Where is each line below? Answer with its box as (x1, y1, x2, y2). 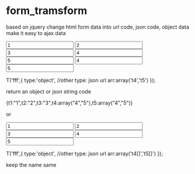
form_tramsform (6, 4, 88, 18)
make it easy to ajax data (6, 29, 66, 36)
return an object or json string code (6, 88, 92, 95)
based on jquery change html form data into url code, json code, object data (6, 23, 190, 30)
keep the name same (6, 161, 57, 168)
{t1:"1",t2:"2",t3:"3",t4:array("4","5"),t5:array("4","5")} (6, 99, 133, 106)
